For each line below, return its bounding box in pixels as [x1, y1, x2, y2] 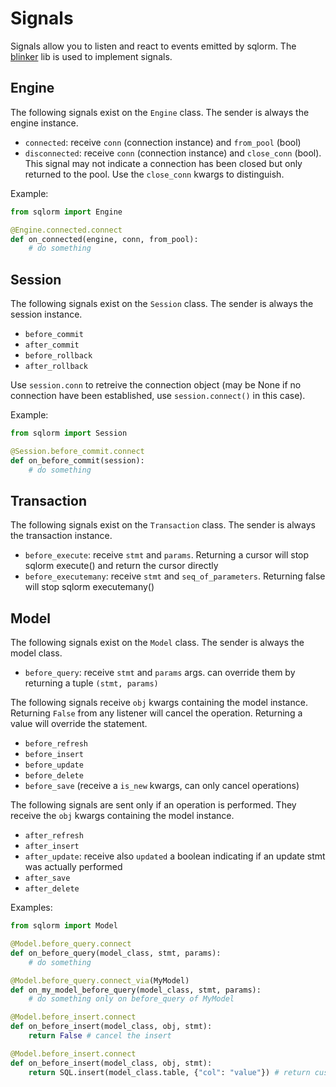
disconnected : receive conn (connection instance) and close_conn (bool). [24, 147, 322, 159]
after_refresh [24, 831, 84, 841]
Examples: [10, 902, 53, 914]
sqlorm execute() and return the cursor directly [24, 560, 219, 572]
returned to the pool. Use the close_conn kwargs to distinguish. [24, 168, 285, 180]
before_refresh [24, 739, 89, 749]
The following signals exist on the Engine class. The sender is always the [10, 106, 310, 118]
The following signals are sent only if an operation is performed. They [10, 799, 297, 811]
